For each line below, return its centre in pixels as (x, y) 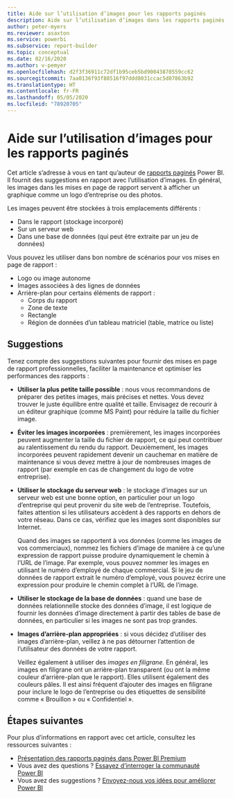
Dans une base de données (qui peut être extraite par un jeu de (108, 236)
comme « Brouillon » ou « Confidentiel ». (75, 699)
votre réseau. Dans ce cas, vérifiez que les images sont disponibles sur (119, 519)
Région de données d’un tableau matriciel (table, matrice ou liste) (121, 322)
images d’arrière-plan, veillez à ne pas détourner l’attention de (106, 641)
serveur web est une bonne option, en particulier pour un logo (106, 497)
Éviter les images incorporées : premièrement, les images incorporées (119, 432)
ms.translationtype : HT (42, 85)
